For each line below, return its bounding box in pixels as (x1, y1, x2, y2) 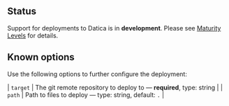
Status (7, 6, 37, 17)
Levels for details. (7, 31, 59, 39)
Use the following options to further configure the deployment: (7, 69, 187, 78)
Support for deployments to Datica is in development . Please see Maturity (7, 24, 221, 32)
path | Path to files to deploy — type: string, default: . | (7, 90, 165, 99)
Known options (7, 51, 75, 63)
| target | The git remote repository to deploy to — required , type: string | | (7, 83, 223, 91)
